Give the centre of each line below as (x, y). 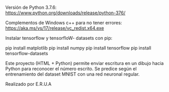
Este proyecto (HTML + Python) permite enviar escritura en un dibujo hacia (84, 63)
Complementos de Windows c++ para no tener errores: (64, 23)
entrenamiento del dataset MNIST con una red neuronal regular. (72, 74)
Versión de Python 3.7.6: (31, 7)
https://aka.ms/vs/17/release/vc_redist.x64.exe (55, 28)
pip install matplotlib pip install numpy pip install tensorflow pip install (78, 48)
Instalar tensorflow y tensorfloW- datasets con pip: (59, 38)
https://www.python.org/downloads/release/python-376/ (65, 13)
